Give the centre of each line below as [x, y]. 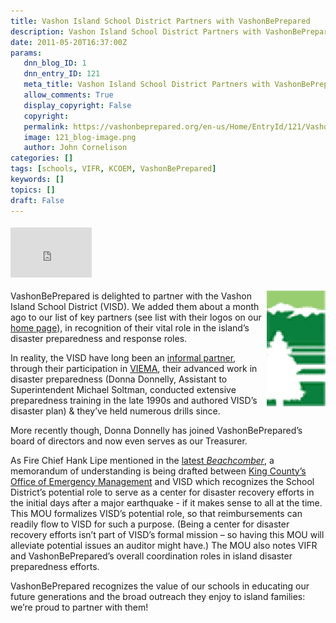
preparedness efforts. [55, 566]
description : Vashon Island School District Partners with [136, 31]
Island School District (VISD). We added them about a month [135, 306]
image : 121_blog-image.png [80, 137]
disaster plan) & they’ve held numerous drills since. [115, 411]
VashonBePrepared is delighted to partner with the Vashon [131, 296]
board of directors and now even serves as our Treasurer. [129, 441]
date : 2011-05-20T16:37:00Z [69, 42]
